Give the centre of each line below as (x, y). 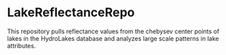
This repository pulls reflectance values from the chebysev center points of (113, 31)
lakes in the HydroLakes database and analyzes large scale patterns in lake (113, 38)
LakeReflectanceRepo (71, 13)
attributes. (22, 45)
